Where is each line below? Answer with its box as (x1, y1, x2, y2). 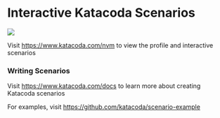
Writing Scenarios (7, 66, 70, 75)
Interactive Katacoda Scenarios (7, 5, 195, 21)
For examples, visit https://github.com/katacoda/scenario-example (7, 103, 200, 111)
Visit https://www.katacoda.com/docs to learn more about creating (7, 82, 201, 90)
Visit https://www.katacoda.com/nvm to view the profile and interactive (7, 40, 214, 50)
